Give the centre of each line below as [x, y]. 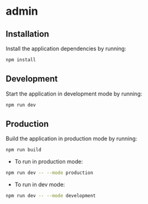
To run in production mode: [49, 162]
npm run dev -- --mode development [51, 196]
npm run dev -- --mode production [50, 173]
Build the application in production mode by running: [72, 138]
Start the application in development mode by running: [74, 94]
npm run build [24, 150]
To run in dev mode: [40, 184]
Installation [27, 34]
